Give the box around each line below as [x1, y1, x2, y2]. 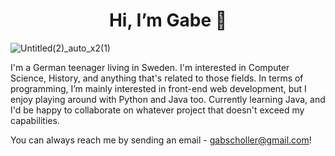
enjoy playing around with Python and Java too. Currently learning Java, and [10, 93, 326, 105]
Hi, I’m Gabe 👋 [108, 9, 228, 32]
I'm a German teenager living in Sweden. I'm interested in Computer [10, 61, 290, 73]
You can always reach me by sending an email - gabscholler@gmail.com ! [10, 134, 312, 146]
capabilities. [10, 114, 60, 126]
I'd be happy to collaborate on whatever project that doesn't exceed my [10, 104, 305, 116]
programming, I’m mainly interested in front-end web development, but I [10, 82, 307, 94]
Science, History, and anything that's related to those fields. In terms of [10, 72, 304, 84]
